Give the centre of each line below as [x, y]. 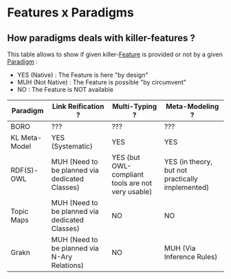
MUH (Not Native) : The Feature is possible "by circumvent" [102, 82]
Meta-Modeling [192, 106]
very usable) [132, 192]
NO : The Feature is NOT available [65, 89]
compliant [128, 174]
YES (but [126, 157]
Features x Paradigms [70, 13]
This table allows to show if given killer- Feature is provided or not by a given [115, 54]
